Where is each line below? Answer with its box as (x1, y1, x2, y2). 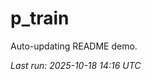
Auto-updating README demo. (10, 40, 138, 52)
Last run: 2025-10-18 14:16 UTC (10, 59, 142, 71)
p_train (10, 7, 70, 30)
